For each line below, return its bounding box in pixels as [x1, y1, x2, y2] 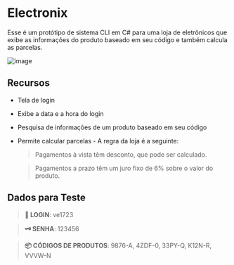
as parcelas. [7, 43, 43, 51]
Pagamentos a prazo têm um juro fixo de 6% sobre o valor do [34, 164, 214, 172]
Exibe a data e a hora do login [17, 109, 104, 117]
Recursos [7, 77, 51, 89]
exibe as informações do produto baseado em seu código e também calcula [7, 35, 228, 44]
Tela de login [17, 96, 55, 104]
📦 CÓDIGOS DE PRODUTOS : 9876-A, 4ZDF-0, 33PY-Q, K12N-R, [24, 241, 212, 250]
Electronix [7, 5, 68, 21]
